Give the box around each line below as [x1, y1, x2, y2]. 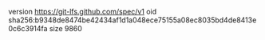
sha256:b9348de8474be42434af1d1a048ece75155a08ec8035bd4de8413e [8, 15, 257, 25]
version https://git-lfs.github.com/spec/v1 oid [8, 7, 157, 16]
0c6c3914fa [8, 24, 48, 33]
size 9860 [49, 24, 82, 33]
